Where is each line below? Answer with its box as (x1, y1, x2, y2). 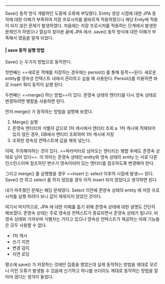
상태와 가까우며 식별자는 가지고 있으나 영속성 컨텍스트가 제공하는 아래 (14, 216, 147, 222)
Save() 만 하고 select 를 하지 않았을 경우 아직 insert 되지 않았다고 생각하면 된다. (5, 177, 158, 183)
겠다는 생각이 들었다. (14, 274, 54, 280)
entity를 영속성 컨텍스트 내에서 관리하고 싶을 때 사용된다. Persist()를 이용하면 (5, 76, 153, 82)
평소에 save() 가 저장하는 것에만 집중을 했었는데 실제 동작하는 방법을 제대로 (5, 261, 149, 268)
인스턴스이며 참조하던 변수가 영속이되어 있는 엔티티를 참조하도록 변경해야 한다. (5, 160, 155, 166)
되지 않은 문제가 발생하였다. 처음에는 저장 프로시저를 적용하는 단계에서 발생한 (10, 23, 157, 28)
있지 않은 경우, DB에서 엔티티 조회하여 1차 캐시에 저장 (12, 131, 114, 138)
